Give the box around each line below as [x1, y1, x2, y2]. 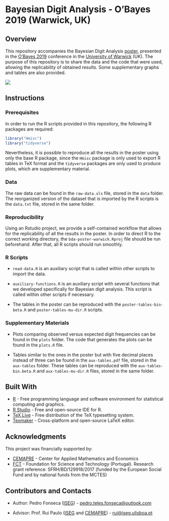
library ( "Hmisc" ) [5, 136, 42, 141]
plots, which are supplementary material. [5, 166, 91, 172]
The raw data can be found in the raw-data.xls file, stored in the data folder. [5, 190, 164, 196]
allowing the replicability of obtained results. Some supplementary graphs [5, 64, 159, 70]
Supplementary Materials [5, 319, 69, 327]
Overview [5, 35, 37, 43]
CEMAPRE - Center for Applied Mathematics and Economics [12, 455, 139, 462]
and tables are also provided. [5, 70, 66, 76]
